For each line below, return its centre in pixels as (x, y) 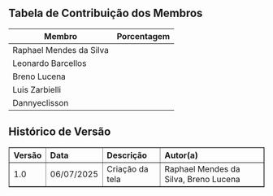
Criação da (128, 168)
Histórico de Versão (60, 132)
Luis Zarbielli (37, 89)
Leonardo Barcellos (50, 63)
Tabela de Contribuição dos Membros (106, 13)
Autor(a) (181, 155)
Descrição (127, 155)
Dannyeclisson (41, 102)
